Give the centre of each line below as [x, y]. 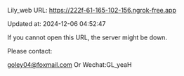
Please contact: [30, 51]
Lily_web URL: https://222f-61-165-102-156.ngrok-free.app [92, 10]
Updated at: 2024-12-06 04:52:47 [57, 24]
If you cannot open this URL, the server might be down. [87, 37]
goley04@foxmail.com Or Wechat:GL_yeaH [70, 65]
